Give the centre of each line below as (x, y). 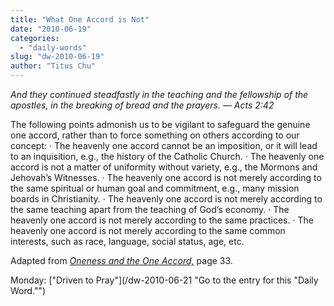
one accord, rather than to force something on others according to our (155, 135)
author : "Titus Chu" (53, 66)
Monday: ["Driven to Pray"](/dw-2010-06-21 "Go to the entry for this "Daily (164, 280)
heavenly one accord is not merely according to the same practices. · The (162, 220)
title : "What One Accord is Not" (80, 19)
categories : (35, 38)
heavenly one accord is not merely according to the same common (148, 230)
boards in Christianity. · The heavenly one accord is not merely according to (166, 199)
